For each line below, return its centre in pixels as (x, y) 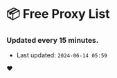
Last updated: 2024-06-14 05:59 (62, 55)
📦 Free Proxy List (58, 14)
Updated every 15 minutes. (53, 41)
